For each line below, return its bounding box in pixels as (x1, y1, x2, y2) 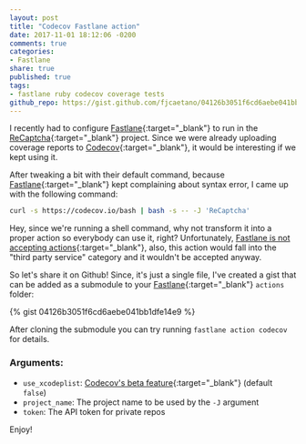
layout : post (9, 13, 59, 23)
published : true (9, 73, 71, 82)
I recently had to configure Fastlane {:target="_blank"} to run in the (9, 123, 259, 134)
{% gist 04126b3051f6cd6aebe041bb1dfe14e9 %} (9, 307, 196, 318)
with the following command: (9, 188, 118, 200)
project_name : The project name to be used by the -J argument (22, 397, 260, 408)
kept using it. (9, 152, 58, 163)
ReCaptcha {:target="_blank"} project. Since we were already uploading (9, 133, 277, 144)
